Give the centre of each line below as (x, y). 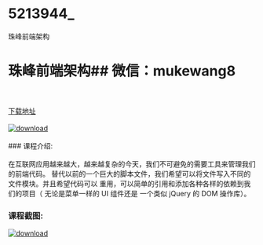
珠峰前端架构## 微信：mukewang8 (122, 71)
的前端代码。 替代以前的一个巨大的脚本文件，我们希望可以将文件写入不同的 (130, 174)
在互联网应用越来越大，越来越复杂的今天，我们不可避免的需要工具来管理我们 (132, 164)
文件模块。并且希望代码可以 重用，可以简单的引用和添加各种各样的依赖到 (126, 183)
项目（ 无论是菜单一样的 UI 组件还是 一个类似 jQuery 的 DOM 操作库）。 (136, 193)
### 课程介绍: (31, 145)
